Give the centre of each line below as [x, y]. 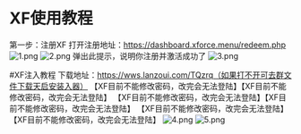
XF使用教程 [52, 18]
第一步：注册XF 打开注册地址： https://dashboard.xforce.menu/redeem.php [148, 45]
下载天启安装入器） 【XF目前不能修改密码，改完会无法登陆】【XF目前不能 [151, 86]
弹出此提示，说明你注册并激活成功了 [140, 55]
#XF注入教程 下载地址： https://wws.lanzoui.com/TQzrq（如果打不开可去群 [146, 75]
